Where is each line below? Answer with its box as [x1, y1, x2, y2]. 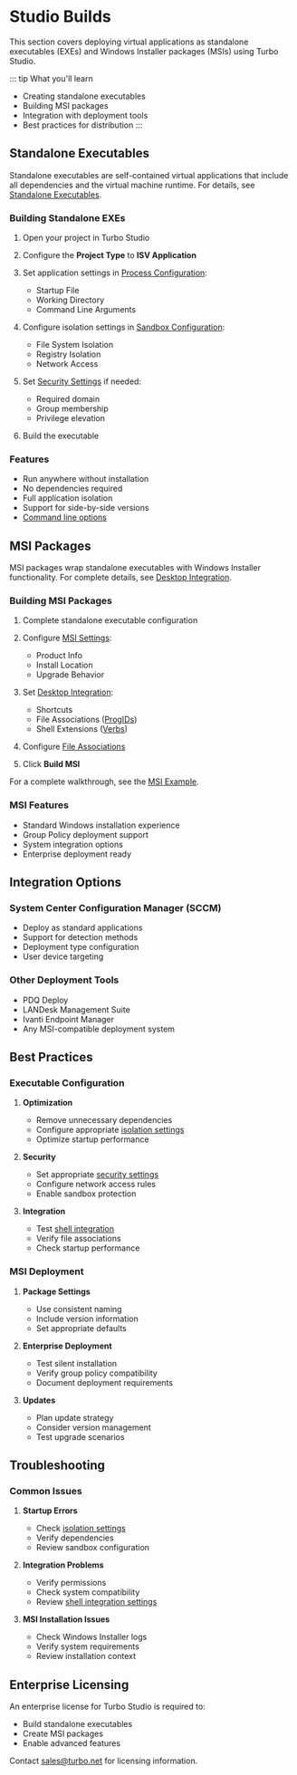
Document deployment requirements [35, 1377, 174, 1387]
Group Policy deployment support [22, 829, 149, 840]
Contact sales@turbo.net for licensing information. [9, 1755, 198, 1767]
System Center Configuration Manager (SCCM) [9, 902, 222, 915]
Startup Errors [22, 1505, 79, 1516]
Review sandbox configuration [35, 1542, 150, 1553]
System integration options [22, 839, 124, 849]
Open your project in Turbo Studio [22, 233, 150, 244]
